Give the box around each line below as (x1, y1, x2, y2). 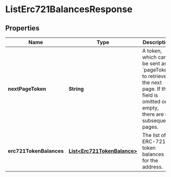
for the (142, 157, 158, 164)
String (68, 85, 84, 92)
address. (142, 163, 163, 170)
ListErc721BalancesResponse (5, 4, 133, 15)
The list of (142, 132, 166, 138)
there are (142, 111, 164, 118)
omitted (142, 98, 161, 105)
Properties (5, 24, 40, 32)
